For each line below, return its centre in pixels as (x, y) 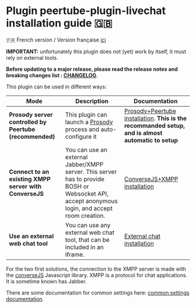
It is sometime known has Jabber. (46, 281)
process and (82, 129)
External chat (143, 236)
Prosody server (31, 114)
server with (25, 186)
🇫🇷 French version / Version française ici (56, 40)
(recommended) (32, 136)
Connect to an (29, 172)
